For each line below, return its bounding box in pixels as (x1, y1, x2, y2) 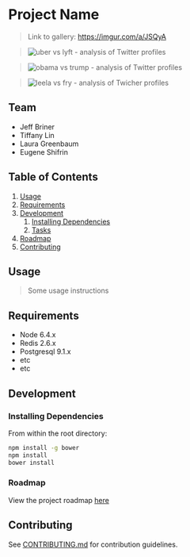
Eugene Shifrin (19, 147, 69, 156)
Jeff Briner (19, 121, 55, 132)
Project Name (8, 6, 100, 24)
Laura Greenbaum (19, 139, 79, 148)
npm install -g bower (8, 444, 80, 451)
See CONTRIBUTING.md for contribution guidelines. (8, 540, 178, 549)
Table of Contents (8, 171, 99, 184)
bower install (8, 459, 55, 467)
